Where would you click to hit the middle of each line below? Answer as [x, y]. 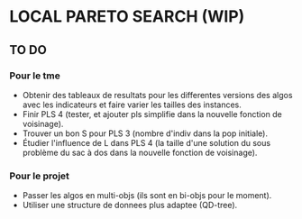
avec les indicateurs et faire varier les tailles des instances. [132, 105]
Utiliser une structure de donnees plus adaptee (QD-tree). [130, 205]
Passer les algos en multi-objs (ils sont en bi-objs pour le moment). [147, 196]
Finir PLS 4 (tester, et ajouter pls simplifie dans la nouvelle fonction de [152, 114]
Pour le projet [40, 176]
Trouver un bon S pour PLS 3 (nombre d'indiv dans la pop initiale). [145, 133]
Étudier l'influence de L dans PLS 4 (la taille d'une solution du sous [146, 142]
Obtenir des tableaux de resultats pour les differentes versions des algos [157, 95]
